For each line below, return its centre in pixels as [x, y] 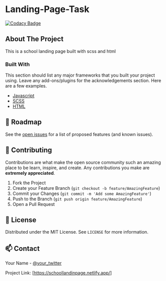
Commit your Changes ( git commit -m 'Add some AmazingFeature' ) [82, 193]
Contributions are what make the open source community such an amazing [83, 162]
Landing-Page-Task [47, 9]
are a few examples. [26, 86]
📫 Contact [23, 249]
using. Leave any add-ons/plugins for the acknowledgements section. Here [83, 81]
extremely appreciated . [30, 173]
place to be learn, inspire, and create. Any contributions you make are [77, 168]
